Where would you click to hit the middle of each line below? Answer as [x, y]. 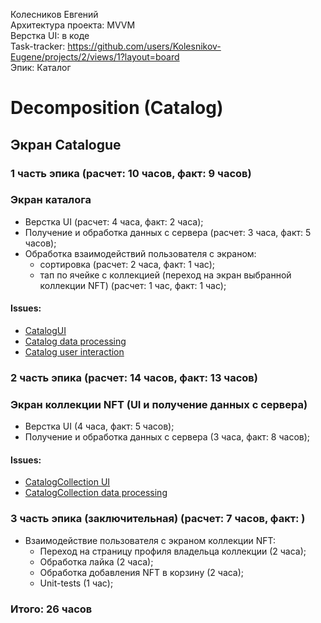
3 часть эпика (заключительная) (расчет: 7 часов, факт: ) [158, 519]
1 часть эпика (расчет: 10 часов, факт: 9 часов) [131, 173]
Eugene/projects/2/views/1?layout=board [95, 57]
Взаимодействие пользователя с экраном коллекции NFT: [150, 540]
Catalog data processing [75, 341]
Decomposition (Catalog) [117, 108]
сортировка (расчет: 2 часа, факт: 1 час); [127, 264]
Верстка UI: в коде [50, 35]
